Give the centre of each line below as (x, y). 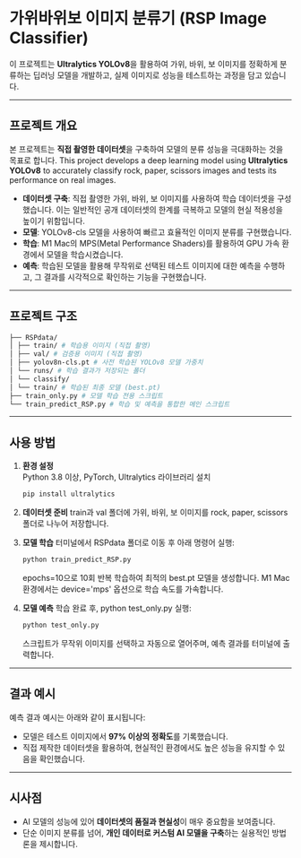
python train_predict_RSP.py (77, 560)
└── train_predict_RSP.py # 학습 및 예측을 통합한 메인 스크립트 (120, 404)
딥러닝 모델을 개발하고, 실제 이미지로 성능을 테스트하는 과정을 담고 (147, 75)
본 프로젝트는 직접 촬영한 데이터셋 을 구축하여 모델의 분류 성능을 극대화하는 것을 (146, 149)
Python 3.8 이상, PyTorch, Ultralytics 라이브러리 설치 (116, 477)
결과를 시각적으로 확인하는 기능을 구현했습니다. (125, 277)
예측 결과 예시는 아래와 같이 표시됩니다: (77, 717)
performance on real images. (63, 179)
